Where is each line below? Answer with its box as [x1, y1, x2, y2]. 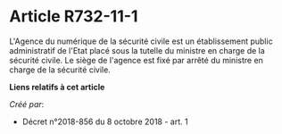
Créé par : [9, 98, 45, 109]
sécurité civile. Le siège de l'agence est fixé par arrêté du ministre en [9, 54, 263, 65]
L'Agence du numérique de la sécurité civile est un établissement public [9, 36, 274, 46]
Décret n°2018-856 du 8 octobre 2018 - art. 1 [21, 116, 189, 127]
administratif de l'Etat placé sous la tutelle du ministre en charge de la [9, 45, 265, 55]
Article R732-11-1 [9, 6, 138, 27]
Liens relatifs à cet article [9, 81, 105, 92]
